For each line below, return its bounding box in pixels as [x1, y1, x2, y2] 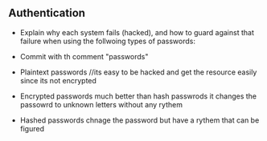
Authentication [8, 6, 86, 20]
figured [19, 123, 45, 133]
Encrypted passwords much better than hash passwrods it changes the [19, 91, 257, 101]
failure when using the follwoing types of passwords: [19, 36, 195, 46]
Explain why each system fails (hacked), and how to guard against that [19, 27, 255, 37]
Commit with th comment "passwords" [19, 51, 149, 61]
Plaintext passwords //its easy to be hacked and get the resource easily [19, 67, 257, 77]
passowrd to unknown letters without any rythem [19, 99, 183, 109]
